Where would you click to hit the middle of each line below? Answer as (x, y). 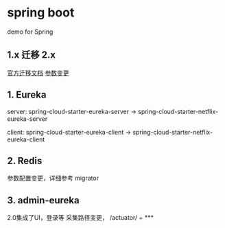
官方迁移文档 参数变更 (38, 73)
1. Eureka (27, 95)
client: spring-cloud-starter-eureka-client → (69, 132)
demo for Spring (30, 32)
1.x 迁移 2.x (32, 55)
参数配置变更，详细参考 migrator (53, 178)
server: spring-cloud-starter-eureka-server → (72, 111)
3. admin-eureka (44, 200)
